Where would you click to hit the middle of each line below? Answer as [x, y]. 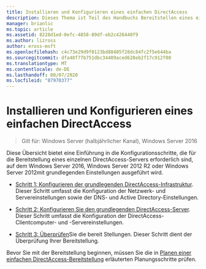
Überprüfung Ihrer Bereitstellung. [57, 241]
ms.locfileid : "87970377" [39, 80]
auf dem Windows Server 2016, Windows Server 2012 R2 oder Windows [97, 166]
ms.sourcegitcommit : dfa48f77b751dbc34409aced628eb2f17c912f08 [89, 58]
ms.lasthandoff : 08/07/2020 [42, 75]
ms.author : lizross [31, 41]
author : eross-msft [31, 47]
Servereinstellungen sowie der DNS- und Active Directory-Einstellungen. [107, 198]
